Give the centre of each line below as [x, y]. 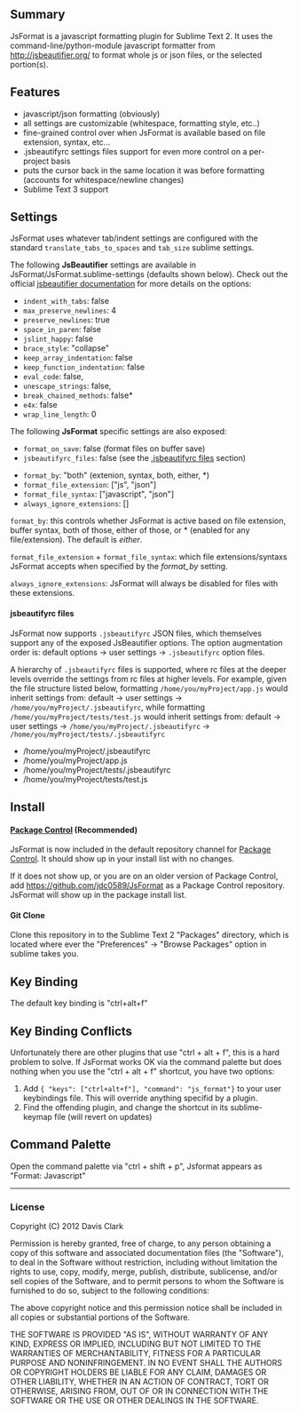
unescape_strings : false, [67, 386]
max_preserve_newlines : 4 [70, 311]
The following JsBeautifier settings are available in [103, 265]
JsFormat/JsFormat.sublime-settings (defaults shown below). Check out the [149, 274]
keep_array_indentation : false [78, 358]
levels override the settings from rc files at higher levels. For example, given [149, 679]
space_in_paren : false [62, 329]
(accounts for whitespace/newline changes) [103, 179]
